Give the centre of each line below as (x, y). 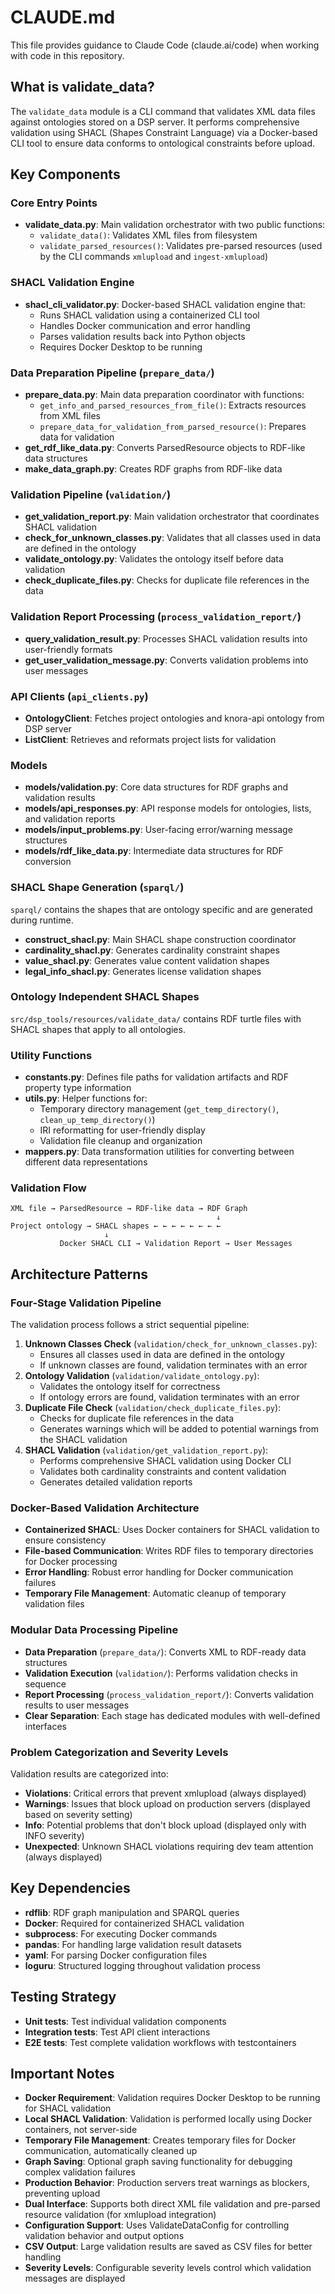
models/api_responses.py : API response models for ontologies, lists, (168, 808)
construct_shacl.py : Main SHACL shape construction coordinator (160, 939)
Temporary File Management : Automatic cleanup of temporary (155, 1593)
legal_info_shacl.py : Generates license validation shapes (143, 971)
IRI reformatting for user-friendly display (122, 1130)
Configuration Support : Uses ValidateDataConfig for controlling (157, 2225)
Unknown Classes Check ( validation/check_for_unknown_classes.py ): (171, 1344)
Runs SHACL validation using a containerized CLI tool (149, 315)
